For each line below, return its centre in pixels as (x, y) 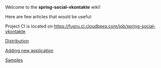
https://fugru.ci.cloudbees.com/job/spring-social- (105, 26)
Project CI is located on (29, 26)
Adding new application (29, 51)
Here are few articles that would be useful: (49, 17)
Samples (14, 60)
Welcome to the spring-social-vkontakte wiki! (53, 7)
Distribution (17, 41)
